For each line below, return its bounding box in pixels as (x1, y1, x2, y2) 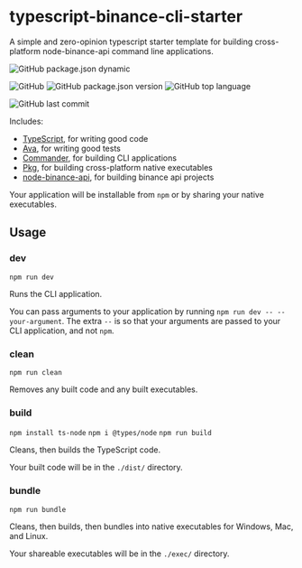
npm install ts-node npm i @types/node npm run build (9, 429, 212, 438)
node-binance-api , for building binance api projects (22, 172, 215, 182)
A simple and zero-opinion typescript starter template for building (9, 36, 253, 47)
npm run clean (9, 368, 63, 377)
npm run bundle (9, 505, 67, 514)
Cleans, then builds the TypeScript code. (9, 444, 160, 455)
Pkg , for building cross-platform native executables (22, 162, 214, 172)
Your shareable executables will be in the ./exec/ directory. (9, 548, 230, 559)
